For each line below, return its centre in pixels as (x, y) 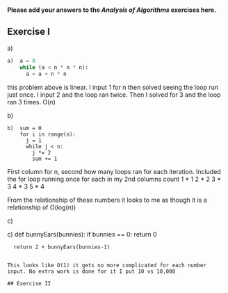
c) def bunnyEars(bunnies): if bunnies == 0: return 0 (82, 235)
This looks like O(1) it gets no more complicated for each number (107, 266)
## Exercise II (29, 284)
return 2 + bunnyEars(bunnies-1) (62, 247)
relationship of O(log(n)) (42, 207)
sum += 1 (45, 159)
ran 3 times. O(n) (31, 102)
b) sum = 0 (24, 129)
